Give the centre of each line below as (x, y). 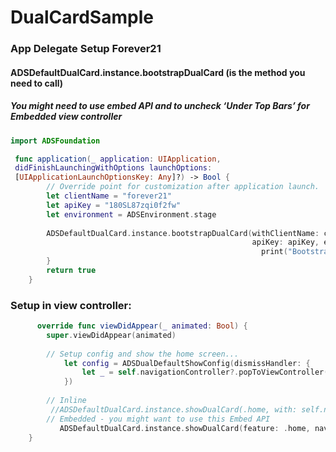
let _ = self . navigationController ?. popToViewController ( (205, 372)
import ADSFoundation (55, 141)
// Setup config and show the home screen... (143, 354)
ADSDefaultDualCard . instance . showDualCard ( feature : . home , (185, 428)
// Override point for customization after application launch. (183, 187)
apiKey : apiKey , (285, 242)
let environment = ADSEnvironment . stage (131, 214)
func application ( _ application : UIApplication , (118, 159)
